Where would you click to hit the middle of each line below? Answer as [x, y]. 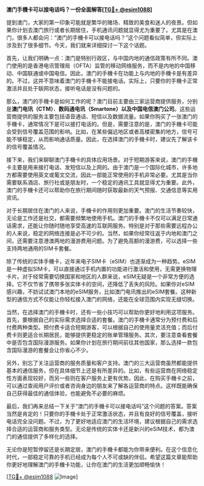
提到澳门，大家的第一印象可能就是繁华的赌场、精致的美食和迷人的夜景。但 [99, 22]
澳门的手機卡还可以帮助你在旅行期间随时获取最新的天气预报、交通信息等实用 [102, 190]
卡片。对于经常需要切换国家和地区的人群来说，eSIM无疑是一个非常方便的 [98, 276]
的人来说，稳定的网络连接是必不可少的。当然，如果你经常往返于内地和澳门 [99, 233]
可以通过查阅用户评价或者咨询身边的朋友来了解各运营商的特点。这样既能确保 [102, 386]
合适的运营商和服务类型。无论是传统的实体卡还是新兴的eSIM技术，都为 [100, 429]
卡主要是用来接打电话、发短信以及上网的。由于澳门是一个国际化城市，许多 [99, 167]
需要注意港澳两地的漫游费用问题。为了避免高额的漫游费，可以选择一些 [110, 241]
